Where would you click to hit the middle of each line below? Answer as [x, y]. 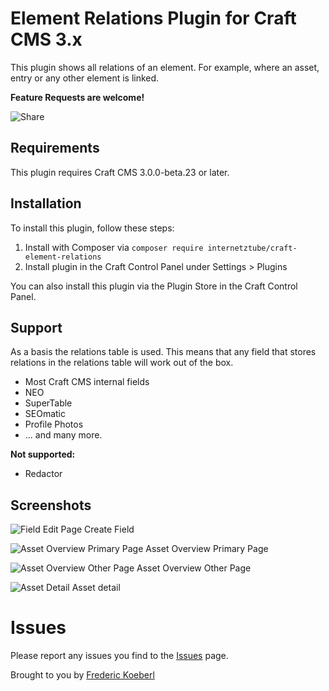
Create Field [109, 529]
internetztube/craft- [252, 248]
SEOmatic [45, 414]
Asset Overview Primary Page [207, 549]
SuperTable [48, 403]
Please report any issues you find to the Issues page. [119, 656]
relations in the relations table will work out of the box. [122, 363]
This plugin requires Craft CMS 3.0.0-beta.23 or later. [120, 172]
